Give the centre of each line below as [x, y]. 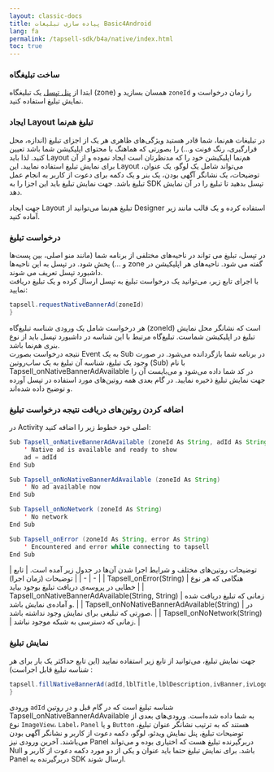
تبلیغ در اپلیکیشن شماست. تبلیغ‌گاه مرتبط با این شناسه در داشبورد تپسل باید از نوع [132, 336]
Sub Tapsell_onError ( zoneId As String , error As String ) [109, 539]
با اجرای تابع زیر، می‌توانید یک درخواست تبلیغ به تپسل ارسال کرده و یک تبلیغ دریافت [134, 281]
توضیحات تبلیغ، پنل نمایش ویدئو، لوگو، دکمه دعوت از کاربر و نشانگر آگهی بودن [126, 733]
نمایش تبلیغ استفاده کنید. [46, 101]
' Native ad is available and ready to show [100, 450]
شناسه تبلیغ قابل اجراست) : [51, 669]
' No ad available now [62, 487]
